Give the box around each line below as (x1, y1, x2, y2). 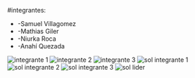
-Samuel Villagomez (17, 20, 76, 27)
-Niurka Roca (17, 34, 56, 43)
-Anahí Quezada (17, 42, 65, 50)
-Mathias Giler (17, 27, 59, 35)
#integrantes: (7, 6, 46, 14)
